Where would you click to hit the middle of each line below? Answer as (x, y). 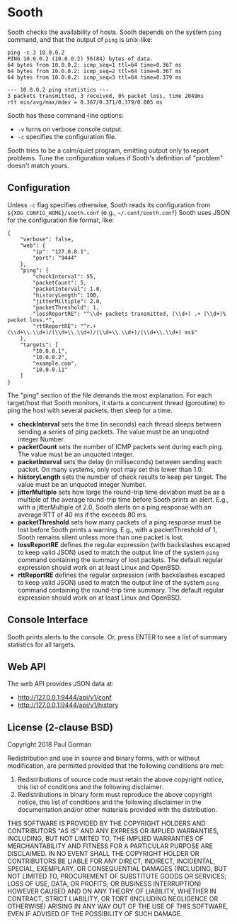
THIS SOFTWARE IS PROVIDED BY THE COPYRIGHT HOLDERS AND (107, 823)
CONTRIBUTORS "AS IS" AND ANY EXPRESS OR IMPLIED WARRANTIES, (113, 831)
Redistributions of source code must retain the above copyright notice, (121, 780)
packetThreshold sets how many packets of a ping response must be (119, 522)
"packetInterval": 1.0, (68, 289)
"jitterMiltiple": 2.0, (68, 301)
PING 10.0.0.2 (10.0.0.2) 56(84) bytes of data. (80, 59)
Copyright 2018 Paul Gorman (50, 744)
